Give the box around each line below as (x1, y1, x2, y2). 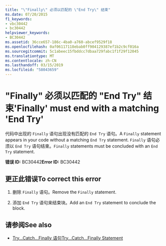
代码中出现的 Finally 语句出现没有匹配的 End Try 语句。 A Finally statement (5, 130, 162, 137)
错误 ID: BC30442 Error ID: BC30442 (5, 159, 81, 164)
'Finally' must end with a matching (14, 103, 159, 114)
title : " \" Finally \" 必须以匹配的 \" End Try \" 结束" (5, 7, 111, 12)
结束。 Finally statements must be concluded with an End (40, 143, 158, 149)
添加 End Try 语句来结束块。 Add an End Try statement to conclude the (12, 199, 157, 205)
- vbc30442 (5, 21, 28, 26)
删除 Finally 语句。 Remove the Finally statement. (12, 189, 117, 195)
